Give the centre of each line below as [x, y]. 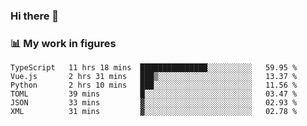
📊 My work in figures [63, 43]
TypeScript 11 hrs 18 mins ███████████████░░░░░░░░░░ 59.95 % [154, 68]
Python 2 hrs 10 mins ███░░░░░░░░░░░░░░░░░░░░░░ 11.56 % [154, 85]
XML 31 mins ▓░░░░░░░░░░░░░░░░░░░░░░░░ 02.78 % [154, 112]
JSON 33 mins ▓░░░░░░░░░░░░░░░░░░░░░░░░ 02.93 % [154, 103]
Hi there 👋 [35, 16]
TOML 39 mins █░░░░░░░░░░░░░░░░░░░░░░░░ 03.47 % [154, 94]
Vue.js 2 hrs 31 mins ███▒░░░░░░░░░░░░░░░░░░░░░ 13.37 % [154, 77]
